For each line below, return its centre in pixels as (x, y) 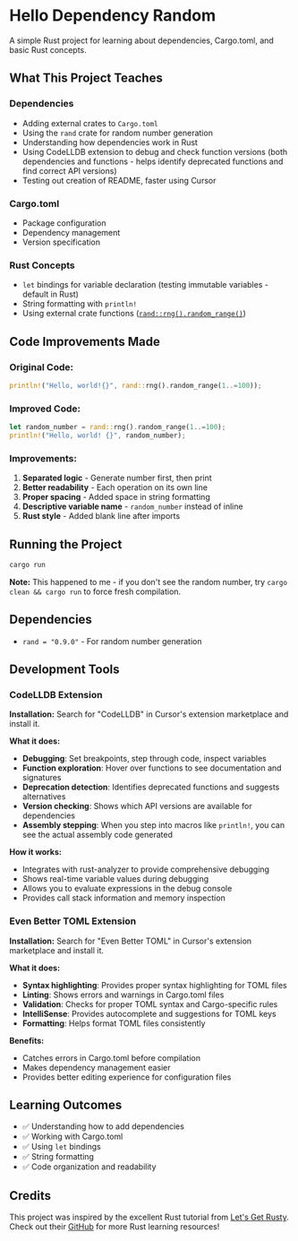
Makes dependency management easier (97, 1067)
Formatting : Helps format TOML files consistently (114, 1023)
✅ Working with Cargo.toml (72, 1137)
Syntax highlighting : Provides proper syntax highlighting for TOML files (155, 985)
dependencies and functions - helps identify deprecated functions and (153, 161)
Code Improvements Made (85, 341)
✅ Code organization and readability (89, 1167)
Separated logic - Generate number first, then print (117, 478)
